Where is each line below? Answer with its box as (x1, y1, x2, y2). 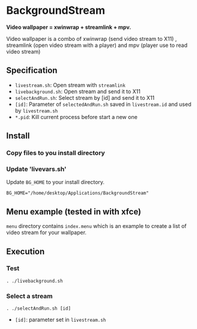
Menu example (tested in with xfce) (6, 206, 142, 217)
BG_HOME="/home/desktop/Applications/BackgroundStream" (6, 190, 149, 196)
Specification (6, 66, 58, 76)
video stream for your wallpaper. (6, 229, 87, 236)
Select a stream (6, 292, 53, 300)
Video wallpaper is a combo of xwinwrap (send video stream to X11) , (6, 35, 177, 42)
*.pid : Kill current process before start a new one (14, 113, 138, 120)
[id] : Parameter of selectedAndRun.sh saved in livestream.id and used (14, 100, 192, 108)
